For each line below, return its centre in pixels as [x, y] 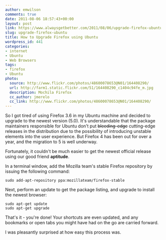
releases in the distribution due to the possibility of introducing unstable [78, 131]
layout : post [19, 23]
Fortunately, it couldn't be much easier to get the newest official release [78, 152]
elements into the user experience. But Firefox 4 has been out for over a [78, 137]
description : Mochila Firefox [41, 92]
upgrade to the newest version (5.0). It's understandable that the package [80, 121]
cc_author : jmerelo [30, 97]
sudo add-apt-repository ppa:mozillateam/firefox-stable [65, 181]
